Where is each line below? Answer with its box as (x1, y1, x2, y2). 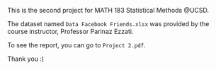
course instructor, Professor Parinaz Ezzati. (7, 28, 134, 35)
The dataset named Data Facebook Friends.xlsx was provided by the (7, 20, 210, 28)
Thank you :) (7, 54, 45, 63)
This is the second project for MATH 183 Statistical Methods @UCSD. (7, 6, 210, 14)
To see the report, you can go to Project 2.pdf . (7, 41, 147, 49)
